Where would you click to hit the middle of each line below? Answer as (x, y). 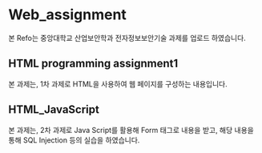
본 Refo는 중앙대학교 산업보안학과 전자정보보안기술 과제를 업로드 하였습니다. (127, 38)
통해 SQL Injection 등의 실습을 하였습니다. (74, 140)
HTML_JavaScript (54, 110)
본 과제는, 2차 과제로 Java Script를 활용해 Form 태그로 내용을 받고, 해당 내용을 (131, 130)
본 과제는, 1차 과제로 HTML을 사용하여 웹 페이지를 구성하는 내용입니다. (118, 84)
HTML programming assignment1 (93, 64)
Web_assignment (67, 15)
